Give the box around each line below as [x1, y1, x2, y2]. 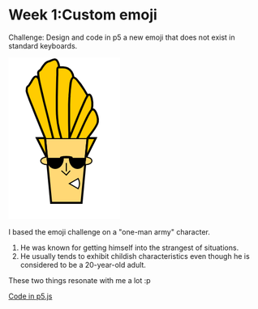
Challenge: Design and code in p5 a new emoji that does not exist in [8, 32, 235, 42]
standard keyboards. [8, 40, 78, 50]
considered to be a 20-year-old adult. [19, 260, 146, 269]
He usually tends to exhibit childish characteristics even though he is [19, 251, 250, 260]
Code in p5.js [8, 291, 53, 301]
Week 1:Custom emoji [8, 6, 158, 24]
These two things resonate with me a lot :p [8, 275, 152, 285]
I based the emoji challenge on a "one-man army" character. [8, 226, 211, 236]
